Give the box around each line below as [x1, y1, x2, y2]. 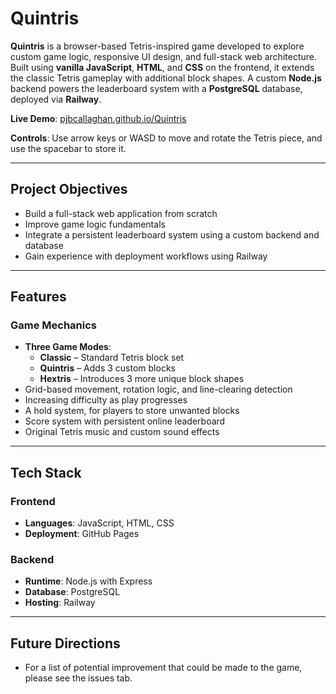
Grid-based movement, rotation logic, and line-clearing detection [24, 383, 293, 396]
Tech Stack [10, 464, 82, 481]
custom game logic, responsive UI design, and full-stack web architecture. [10, 50, 317, 62]
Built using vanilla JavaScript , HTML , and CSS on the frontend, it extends [10, 61, 315, 73]
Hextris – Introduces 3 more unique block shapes [39, 373, 245, 385]
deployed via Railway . [10, 93, 102, 105]
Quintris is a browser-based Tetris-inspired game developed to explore [10, 40, 305, 52]
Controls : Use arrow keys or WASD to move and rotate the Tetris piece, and [10, 132, 323, 144]
